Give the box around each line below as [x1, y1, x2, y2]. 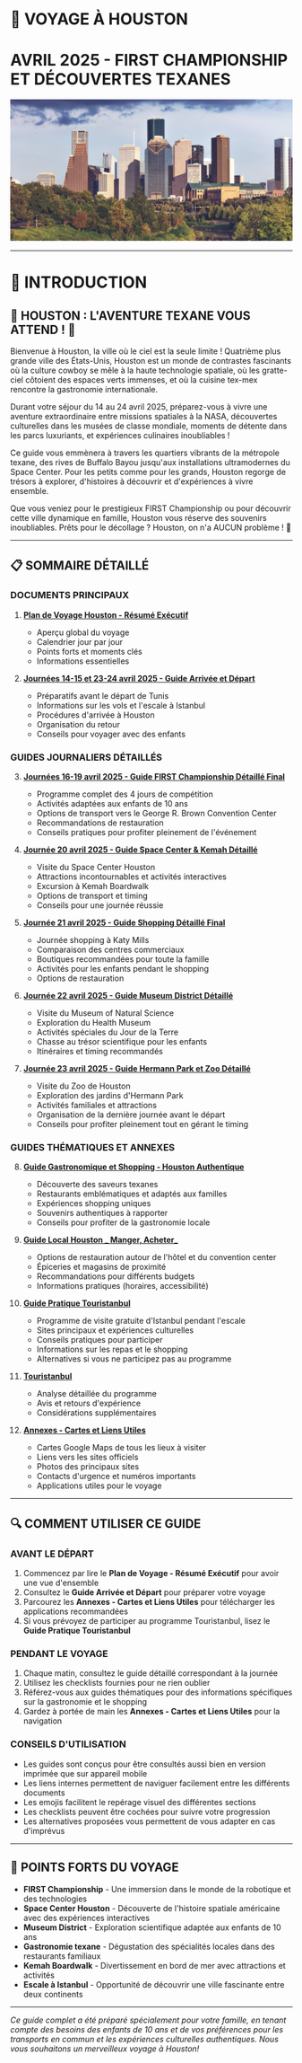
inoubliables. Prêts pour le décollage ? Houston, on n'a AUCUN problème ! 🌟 [10, 522, 292, 533]
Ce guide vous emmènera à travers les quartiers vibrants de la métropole [10, 447, 280, 458]
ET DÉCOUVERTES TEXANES [10, 69, 231, 90]
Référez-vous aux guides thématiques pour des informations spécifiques [22, 1687, 293, 1697]
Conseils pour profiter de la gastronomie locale [36, 1217, 211, 1228]
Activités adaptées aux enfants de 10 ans [36, 798, 189, 809]
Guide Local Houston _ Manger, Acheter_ [22, 1235, 178, 1246]
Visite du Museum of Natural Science [36, 1008, 174, 1018]
